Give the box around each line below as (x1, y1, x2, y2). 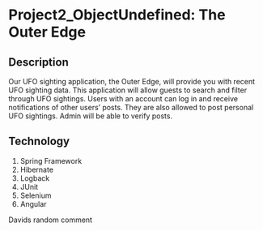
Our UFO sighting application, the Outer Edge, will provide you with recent (8, 77, 256, 86)
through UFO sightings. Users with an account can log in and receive (8, 94, 239, 103)
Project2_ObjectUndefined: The (8, 6, 226, 24)
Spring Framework (19, 156, 83, 165)
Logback (19, 173, 50, 183)
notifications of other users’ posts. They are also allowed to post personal (8, 103, 254, 112)
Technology (8, 135, 70, 148)
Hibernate (19, 165, 54, 174)
